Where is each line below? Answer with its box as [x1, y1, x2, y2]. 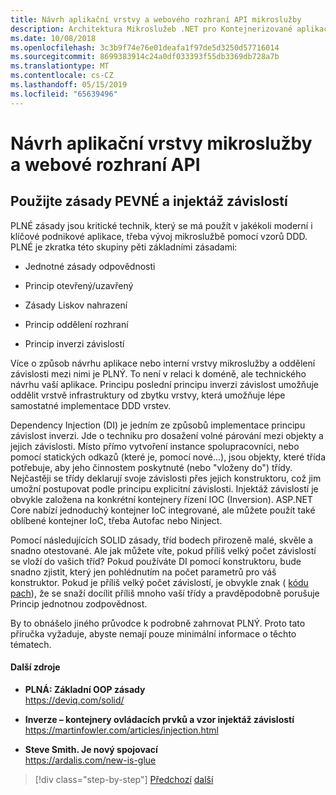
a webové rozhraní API [10, 153, 201, 176]
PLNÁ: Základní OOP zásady [24, 683, 146, 695]
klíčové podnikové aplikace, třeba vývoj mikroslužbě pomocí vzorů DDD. [10, 230, 308, 242]
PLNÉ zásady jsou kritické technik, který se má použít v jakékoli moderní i [10, 219, 313, 231]
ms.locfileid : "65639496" [10, 89, 118, 99]
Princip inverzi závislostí [24, 337, 125, 350]
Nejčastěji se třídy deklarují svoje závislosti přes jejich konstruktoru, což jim [10, 472, 322, 484]
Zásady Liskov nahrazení [24, 299, 128, 311]
